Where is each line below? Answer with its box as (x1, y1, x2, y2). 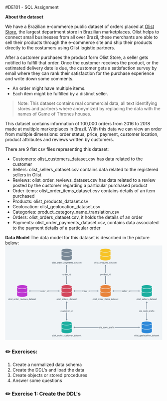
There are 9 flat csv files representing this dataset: (5, 146, 109, 152)
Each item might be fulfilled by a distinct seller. (12, 91, 109, 96)
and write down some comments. (5, 76, 74, 81)
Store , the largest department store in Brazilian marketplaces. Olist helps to (5, 29, 160, 34)
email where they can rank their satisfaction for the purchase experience (5, 70, 155, 76)
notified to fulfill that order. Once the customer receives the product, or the (5, 60, 159, 65)
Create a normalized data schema (12, 362, 82, 368)
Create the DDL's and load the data (12, 367, 85, 373)
